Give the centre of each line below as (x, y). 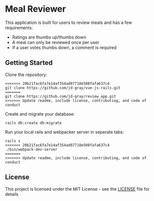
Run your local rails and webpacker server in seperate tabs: (65, 132)
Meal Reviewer (35, 9)
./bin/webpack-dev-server (31, 149)
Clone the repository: (26, 75)
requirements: (19, 27)
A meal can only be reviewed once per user (56, 42)
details (12, 194)
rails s (13, 141)
